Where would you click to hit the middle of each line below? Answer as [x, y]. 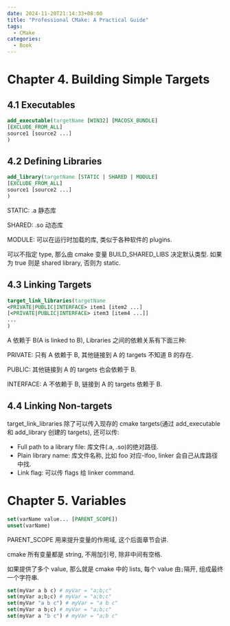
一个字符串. [23, 577]
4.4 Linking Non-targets [60, 406]
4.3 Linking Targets [49, 285]
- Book [23, 45]
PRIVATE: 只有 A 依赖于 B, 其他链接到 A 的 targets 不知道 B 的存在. [100, 355]
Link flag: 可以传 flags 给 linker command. [76, 473]
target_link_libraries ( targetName [57, 301]
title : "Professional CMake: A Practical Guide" [78, 20]
